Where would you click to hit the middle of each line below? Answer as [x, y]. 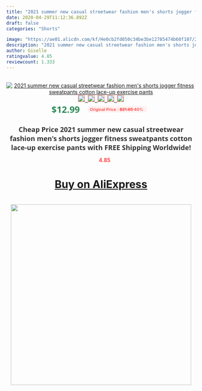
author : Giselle [26, 51]
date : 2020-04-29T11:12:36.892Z [47, 17]
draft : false [23, 23]
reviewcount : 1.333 [31, 62]
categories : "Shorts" [33, 29]
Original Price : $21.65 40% [117, 109]
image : [14, 40]
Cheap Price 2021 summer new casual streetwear [101, 129]
